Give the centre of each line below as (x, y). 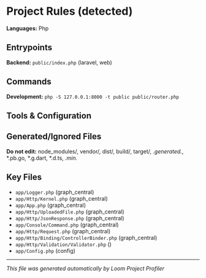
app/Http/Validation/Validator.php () (63, 244)
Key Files (24, 177)
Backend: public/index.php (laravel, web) (59, 62)
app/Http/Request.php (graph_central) (63, 231)
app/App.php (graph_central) (51, 205)
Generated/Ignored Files (54, 137)
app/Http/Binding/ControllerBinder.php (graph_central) (86, 237)
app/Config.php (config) (45, 250)
